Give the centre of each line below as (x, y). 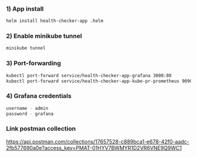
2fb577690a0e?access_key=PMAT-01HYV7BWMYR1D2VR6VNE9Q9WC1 (94, 148)
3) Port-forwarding (34, 64)
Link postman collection (41, 129)
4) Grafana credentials (39, 96)
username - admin (27, 108)
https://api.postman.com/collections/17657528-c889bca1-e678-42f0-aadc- (98, 141)
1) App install (25, 9)
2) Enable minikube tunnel (44, 36)
